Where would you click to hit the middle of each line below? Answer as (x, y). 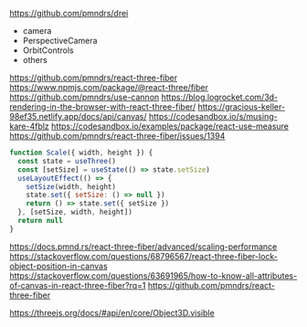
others (35, 60)
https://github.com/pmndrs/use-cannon (85, 97)
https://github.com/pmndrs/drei (69, 13)
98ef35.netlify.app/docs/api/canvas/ (79, 116)
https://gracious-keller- (242, 107)
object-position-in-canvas (58, 266)
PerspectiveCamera (60, 41)
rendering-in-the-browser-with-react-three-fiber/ (103, 107)
